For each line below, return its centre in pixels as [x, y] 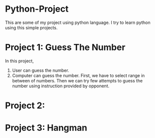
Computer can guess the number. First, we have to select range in [78, 75]
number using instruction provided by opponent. [61, 86]
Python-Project [37, 9]
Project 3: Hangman [46, 128]
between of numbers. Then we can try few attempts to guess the [77, 80]
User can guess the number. [40, 70]
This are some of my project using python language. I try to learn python [78, 22]
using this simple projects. [31, 27]
